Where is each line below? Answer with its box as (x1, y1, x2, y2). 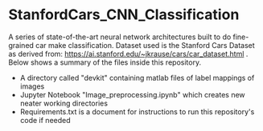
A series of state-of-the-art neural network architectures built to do (8, 32, 232, 42)
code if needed (19, 115, 71, 125)
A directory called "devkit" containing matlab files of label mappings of (19, 73, 255, 82)
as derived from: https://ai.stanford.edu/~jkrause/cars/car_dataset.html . (8, 49, 249, 58)
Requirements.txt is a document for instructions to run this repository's (19, 106, 255, 117)
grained (8, 40, 35, 50)
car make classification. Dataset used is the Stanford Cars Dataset (35, 40, 255, 50)
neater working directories (19, 98, 109, 108)
